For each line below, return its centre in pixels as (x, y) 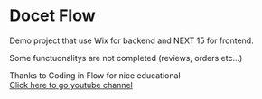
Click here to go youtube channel (71, 85)
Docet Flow (53, 16)
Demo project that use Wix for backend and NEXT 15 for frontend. (132, 40)
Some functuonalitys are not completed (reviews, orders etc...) (126, 58)
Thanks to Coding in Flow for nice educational (95, 75)
